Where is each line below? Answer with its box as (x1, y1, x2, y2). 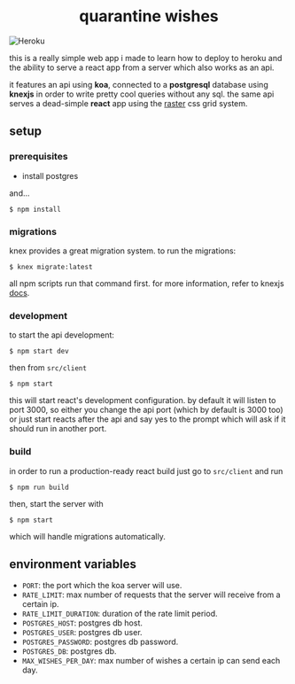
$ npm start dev (9, 347, 69, 356)
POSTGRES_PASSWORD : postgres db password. (21, 636, 179, 648)
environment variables (9, 556, 137, 571)
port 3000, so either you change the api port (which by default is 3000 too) (9, 405, 283, 416)
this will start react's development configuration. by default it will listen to (9, 395, 276, 406)
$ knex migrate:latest (9, 262, 93, 271)
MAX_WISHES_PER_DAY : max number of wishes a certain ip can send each (21, 656, 281, 666)
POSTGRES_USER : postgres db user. (21, 627, 144, 638)
